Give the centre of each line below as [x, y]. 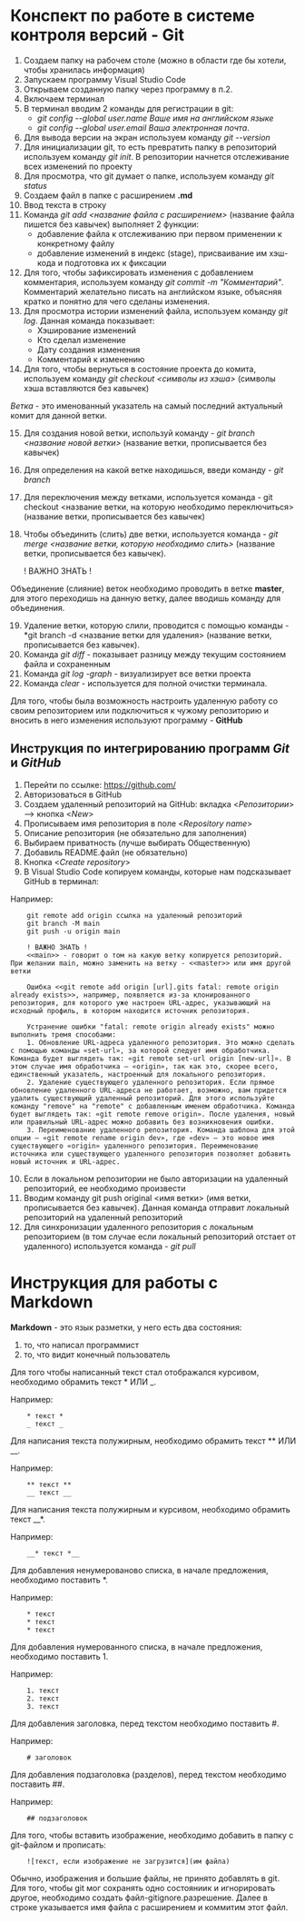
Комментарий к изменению [91, 359]
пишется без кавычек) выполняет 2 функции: [111, 224]
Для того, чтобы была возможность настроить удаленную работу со [144, 701]
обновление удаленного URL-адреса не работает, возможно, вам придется [148, 1090]
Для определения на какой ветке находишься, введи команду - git [153, 469]
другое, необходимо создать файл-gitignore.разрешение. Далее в [139, 1897]
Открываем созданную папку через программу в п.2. [128, 89]
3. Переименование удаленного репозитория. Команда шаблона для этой [161, 1130]
